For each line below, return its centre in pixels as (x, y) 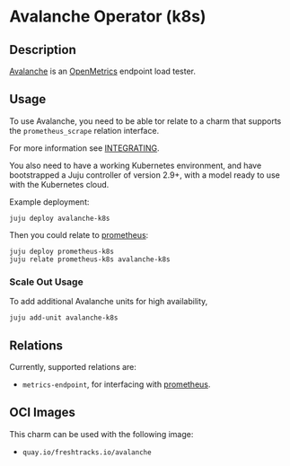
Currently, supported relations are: (73, 366)
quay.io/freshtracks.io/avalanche (87, 452)
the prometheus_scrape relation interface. (84, 130)
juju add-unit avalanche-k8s (64, 318)
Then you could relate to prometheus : (79, 234)
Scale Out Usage (46, 282)
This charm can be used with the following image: (101, 434)
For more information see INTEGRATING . (84, 148)
